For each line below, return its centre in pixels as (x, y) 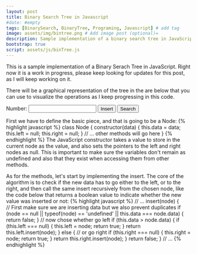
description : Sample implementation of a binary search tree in (86, 39)
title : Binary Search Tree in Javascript (57, 17)
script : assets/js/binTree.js (43, 50)
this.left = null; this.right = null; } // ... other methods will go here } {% (89, 133)
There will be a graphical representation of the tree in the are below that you (98, 90)
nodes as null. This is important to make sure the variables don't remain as (96, 152)
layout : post (22, 11)
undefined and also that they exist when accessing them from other (88, 158)
